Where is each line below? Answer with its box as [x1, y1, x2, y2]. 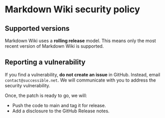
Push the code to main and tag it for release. [12, 102, 106, 108]
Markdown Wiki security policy [5, 4, 140, 15]
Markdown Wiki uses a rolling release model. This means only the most [5, 37, 156, 44]
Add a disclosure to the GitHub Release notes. [12, 108, 110, 114]
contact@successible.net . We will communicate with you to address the [5, 77, 156, 83]
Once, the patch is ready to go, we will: [5, 92, 88, 99]
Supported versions [5, 24, 70, 33]
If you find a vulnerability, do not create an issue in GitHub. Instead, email [5, 71, 161, 77]
